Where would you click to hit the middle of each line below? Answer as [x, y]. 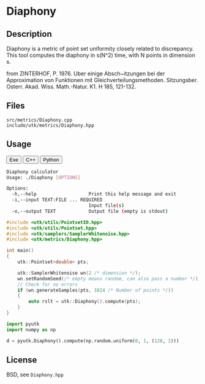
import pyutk [23, 324]
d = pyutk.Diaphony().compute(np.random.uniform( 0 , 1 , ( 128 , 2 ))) [93, 341]
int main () [20, 251]
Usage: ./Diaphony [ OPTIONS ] [43, 177]
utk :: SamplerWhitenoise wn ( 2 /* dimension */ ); [79, 273]
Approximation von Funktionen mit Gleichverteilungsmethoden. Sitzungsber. [102, 80]
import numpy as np [31, 329]
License [22, 360]
